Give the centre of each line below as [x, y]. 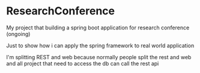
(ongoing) [18, 34]
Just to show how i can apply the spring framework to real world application [100, 45]
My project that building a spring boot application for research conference [98, 28]
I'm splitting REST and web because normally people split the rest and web [99, 57]
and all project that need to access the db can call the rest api [83, 63]
